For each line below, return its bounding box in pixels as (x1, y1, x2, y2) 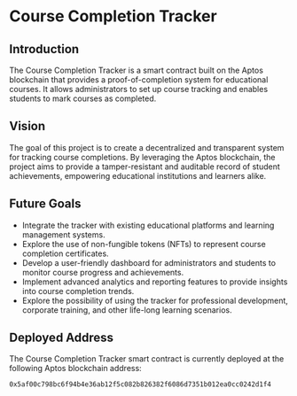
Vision (9, 119, 46, 134)
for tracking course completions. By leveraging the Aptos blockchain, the (9, 151, 276, 162)
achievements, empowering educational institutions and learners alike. (9, 170, 267, 181)
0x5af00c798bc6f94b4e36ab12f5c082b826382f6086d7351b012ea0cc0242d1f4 (9, 380, 272, 389)
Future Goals (9, 197, 82, 212)
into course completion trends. (21, 285, 135, 296)
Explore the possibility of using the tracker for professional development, (21, 295, 288, 306)
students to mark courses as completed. (9, 93, 157, 104)
